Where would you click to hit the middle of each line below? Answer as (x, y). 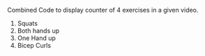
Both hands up (38, 31)
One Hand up (36, 38)
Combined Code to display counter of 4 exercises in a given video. (103, 10)
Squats (28, 23)
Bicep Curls (34, 45)
